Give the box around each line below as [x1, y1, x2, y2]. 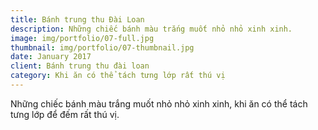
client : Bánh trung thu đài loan [10, 61, 150, 71]
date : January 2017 [10, 52, 92, 62]
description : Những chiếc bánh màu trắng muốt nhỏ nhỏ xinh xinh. [10, 24, 293, 34]
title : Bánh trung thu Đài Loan [10, 14, 145, 25]
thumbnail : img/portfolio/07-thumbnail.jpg [10, 42, 195, 53]
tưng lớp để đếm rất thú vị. [10, 108, 120, 120]
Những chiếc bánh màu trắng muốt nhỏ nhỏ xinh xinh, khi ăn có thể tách [10, 97, 308, 110]
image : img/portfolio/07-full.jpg [10, 33, 155, 43]
